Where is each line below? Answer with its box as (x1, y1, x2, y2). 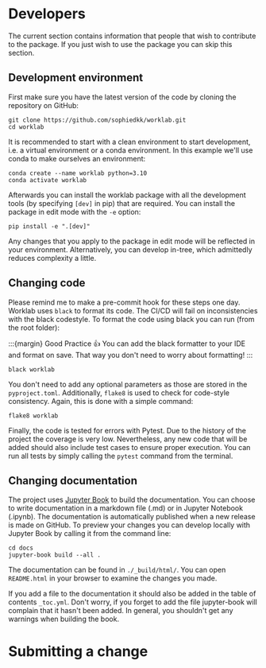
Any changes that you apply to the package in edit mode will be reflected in (8, 236, 256, 246)
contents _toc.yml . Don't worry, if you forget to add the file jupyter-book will (8, 597, 258, 607)
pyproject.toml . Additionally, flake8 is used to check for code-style (8, 387, 230, 398)
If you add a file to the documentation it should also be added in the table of (8, 589, 256, 599)
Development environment (8, 71, 144, 84)
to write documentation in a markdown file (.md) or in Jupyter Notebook (8, 503, 244, 513)
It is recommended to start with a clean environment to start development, (8, 137, 251, 146)
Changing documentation (8, 474, 137, 487)
